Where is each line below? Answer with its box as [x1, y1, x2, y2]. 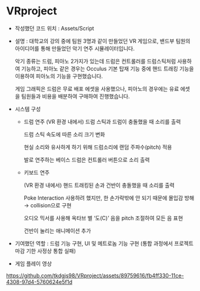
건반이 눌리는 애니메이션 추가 [23, 227, 91, 234]
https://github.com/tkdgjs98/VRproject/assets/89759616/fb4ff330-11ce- [6, 272, 184, 279]
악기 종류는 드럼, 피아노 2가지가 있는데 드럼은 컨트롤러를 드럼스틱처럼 [14, 57, 176, 65]
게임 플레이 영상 [14, 260, 52, 267]
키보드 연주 [23, 169, 50, 176]
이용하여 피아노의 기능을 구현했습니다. [14, 72, 103, 79]
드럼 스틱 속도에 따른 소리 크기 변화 [23, 130, 106, 138]
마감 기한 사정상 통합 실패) [14, 247, 76, 255]
